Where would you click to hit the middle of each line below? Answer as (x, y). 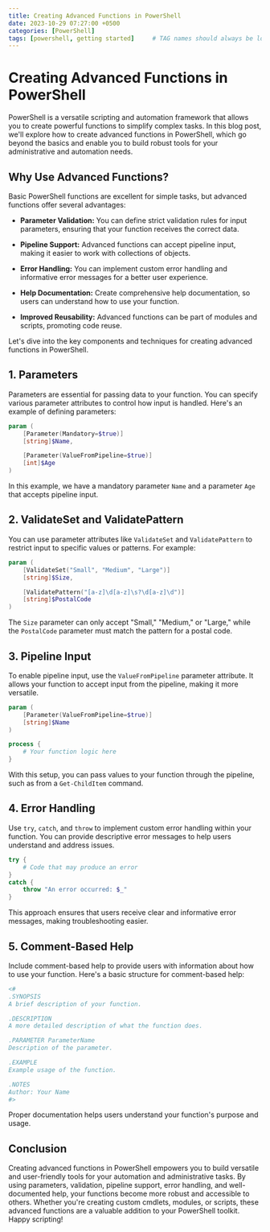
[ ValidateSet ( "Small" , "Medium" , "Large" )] (97, 570)
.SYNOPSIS (25, 996)
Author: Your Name (39, 1092)
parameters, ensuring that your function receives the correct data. (129, 229)
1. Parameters (43, 375)
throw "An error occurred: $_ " (75, 890)
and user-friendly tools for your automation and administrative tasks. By (127, 1176)
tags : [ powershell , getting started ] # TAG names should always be (131, 38)
